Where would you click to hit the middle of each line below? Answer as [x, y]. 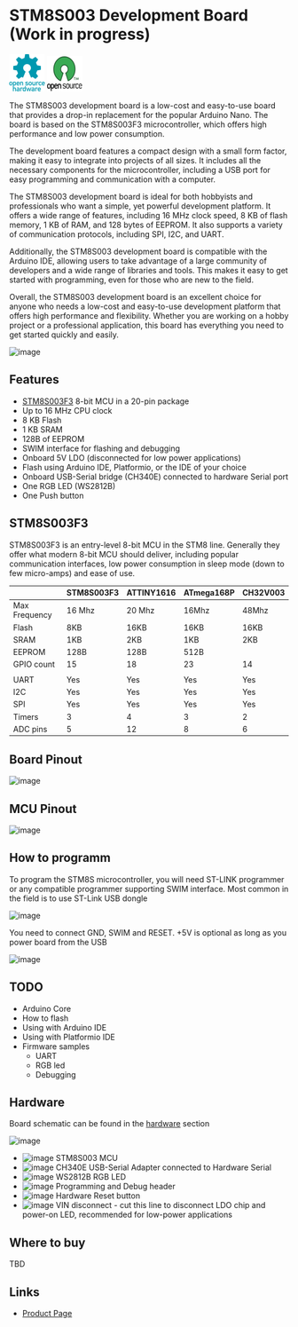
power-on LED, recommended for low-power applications [127, 1215]
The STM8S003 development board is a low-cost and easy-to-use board [143, 105]
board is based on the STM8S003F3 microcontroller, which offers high [138, 124]
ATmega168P [209, 593]
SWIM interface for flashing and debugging [101, 448]
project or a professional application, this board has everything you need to [146, 325]
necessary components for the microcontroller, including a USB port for [140, 170]
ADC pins [30, 729]
